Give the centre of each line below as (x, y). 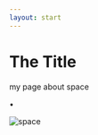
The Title (43, 61)
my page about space (49, 87)
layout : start (36, 17)
